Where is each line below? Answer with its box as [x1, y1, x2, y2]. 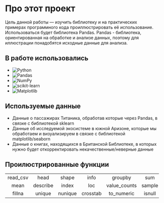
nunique [58, 190, 77, 197]
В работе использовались [5, 54, 89, 63]
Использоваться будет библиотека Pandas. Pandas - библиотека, [5, 29, 142, 35]
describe [33, 182, 54, 189]
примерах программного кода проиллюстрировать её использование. [5, 24, 154, 30]
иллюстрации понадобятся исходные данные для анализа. [5, 40, 128, 45]
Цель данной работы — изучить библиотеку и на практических [5, 19, 138, 25]
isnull [143, 190, 156, 197]
